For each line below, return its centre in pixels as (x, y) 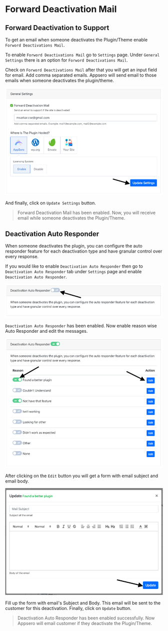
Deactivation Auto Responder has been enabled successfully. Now (86, 618)
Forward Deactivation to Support (57, 28)
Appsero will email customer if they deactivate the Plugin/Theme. (84, 623)
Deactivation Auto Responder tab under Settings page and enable (73, 272)
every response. (22, 257)
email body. (17, 481)
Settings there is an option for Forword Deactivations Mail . (67, 60)
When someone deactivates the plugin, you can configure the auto (74, 246)
